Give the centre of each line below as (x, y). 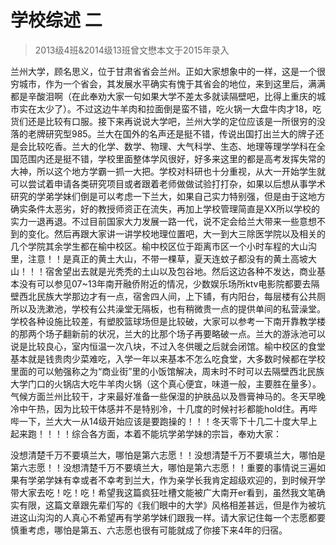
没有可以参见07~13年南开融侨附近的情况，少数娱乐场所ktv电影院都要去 (165, 283)
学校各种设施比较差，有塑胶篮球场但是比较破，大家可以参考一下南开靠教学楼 (168, 321)
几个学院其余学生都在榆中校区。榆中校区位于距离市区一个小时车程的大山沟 (163, 246)
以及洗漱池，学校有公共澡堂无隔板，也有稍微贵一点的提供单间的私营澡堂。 (172, 308)
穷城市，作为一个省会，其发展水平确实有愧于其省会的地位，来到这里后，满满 (168, 83)
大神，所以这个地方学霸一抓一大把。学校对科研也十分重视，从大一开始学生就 (168, 171)
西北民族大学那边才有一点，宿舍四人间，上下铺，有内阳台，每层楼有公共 (167, 296)
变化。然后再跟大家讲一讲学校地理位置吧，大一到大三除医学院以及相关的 (176, 233)
